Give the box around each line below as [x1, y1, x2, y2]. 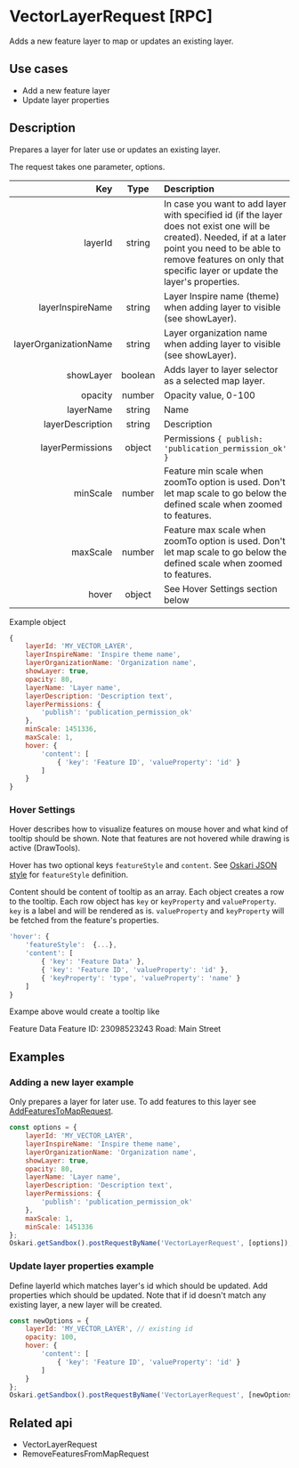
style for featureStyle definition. [9, 870, 129, 880]
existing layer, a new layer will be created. [9, 1299, 163, 1310]
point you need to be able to [163, 242, 281, 255]
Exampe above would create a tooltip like [9, 1006, 160, 1017]
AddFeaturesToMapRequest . [9, 1106, 114, 1116]
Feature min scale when [163, 465, 264, 477]
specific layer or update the [163, 264, 279, 277]
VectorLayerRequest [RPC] [9, 6, 214, 27]
